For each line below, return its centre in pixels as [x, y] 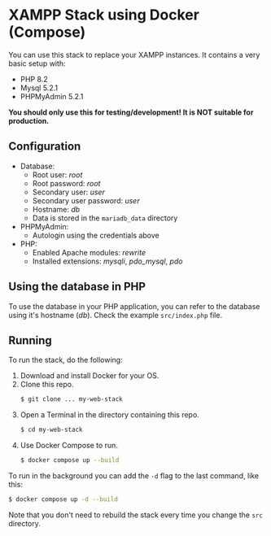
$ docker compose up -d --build [63, 499]
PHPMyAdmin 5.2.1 [52, 96]
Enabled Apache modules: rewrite [89, 252]
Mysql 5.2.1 [39, 88]
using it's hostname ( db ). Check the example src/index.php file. [115, 315]
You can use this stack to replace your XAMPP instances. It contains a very [134, 54]
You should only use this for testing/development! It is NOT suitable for [131, 112]
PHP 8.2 [34, 79]
